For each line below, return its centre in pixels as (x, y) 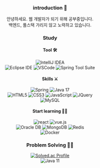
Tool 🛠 (50, 50)
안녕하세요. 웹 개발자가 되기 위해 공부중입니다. (50, 19)
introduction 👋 (50, 8)
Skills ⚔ (50, 79)
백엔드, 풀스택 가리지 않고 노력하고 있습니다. (50, 25)
